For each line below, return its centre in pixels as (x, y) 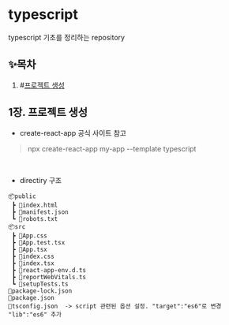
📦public (23, 196)
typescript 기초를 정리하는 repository (66, 37)
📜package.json (32, 297)
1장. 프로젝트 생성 (48, 112)
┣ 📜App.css (29, 235)
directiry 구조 (40, 180)
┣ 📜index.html (35, 205)
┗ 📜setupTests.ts (40, 284)
